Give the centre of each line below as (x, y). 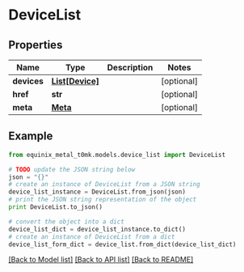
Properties (36, 45)
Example (31, 136)
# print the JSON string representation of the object (103, 200)
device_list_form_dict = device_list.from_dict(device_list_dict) (122, 244)
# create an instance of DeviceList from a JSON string (104, 185)
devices (28, 81)
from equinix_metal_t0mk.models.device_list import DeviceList (117, 155)
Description (130, 68)
